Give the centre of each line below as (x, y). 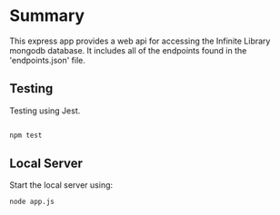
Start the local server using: (61, 185)
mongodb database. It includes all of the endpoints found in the (128, 50)
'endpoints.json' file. (48, 60)
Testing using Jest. (45, 111)
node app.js (32, 202)
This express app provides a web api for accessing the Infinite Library (140, 41)
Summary (47, 16)
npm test (26, 135)
